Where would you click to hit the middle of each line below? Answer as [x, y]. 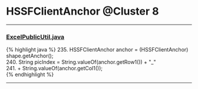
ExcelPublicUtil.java [35, 37]
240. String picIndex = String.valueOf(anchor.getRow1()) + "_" [81, 62]
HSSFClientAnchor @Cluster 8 [82, 11]
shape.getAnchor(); [30, 56]
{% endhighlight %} [30, 74]
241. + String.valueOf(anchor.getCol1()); [55, 69]
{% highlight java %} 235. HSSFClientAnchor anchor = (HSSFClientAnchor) [97, 50]
